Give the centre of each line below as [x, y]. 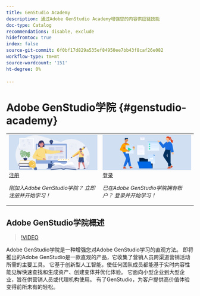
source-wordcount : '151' [37, 63]
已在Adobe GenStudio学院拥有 [140, 188]
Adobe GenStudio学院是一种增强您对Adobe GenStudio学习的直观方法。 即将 [100, 250]
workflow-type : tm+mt [33, 57]
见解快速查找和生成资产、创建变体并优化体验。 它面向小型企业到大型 [95, 272]
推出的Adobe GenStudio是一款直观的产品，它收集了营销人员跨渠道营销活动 [98, 257]
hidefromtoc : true [29, 38]
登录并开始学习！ [135, 195]
